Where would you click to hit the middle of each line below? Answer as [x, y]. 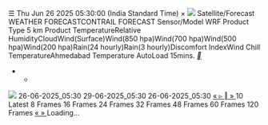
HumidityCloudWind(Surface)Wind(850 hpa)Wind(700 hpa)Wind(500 [123, 39]
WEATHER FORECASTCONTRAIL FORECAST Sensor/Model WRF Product [129, 21]
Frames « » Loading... [44, 113]
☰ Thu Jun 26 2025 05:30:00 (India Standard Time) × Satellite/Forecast [132, 13]
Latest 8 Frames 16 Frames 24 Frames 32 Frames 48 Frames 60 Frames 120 [134, 104]
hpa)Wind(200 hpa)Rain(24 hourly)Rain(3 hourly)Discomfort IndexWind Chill [134, 47]
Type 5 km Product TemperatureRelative [75, 30]
